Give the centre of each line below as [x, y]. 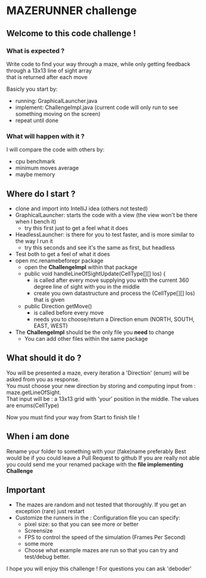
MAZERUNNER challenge [72, 11]
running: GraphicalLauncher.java [56, 101]
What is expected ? [36, 51]
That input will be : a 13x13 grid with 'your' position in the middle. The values [103, 398]
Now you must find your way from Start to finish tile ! [73, 417]
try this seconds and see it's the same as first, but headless [100, 247]
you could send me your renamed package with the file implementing [95, 464]
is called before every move [69, 313]
